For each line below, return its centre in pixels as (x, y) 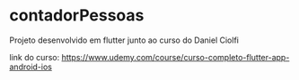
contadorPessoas (77, 16)
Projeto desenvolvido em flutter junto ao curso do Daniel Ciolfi (124, 40)
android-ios (31, 67)
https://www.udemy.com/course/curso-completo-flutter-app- (176, 57)
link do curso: (35, 57)
